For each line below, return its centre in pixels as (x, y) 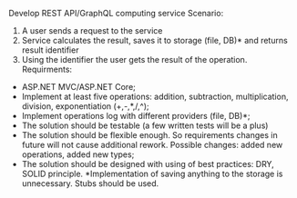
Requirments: (47, 69)
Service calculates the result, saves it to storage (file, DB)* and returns (154, 40)
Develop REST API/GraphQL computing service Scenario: (116, 13)
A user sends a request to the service (92, 30)
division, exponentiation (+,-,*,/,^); (85, 106)
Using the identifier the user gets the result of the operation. (134, 59)
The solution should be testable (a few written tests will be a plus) (145, 125)
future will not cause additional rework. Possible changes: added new (152, 145)
